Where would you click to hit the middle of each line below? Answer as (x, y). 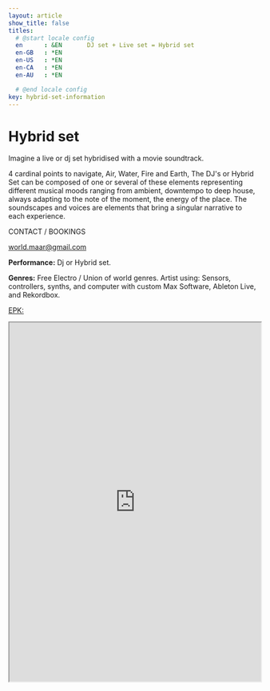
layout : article (35, 16)
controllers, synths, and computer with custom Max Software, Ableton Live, (132, 286)
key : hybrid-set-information (57, 97)
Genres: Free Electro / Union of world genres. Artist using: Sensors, (120, 278)
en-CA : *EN (39, 68)
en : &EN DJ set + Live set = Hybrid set (105, 45)
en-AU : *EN (39, 75)
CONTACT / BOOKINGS (47, 231)
